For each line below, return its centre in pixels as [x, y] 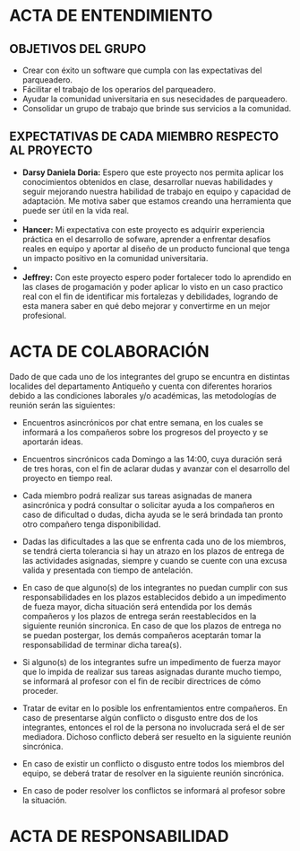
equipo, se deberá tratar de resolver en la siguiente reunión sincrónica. [153, 773]
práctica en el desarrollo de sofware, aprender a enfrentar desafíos [146, 239]
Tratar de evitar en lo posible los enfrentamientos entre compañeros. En [155, 708]
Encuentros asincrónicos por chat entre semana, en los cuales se [143, 422]
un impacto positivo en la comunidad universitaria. [115, 258]
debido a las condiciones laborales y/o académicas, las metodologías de [143, 395]
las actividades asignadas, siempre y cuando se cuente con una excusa [154, 560]
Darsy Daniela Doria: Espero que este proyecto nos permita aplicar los [153, 172]
